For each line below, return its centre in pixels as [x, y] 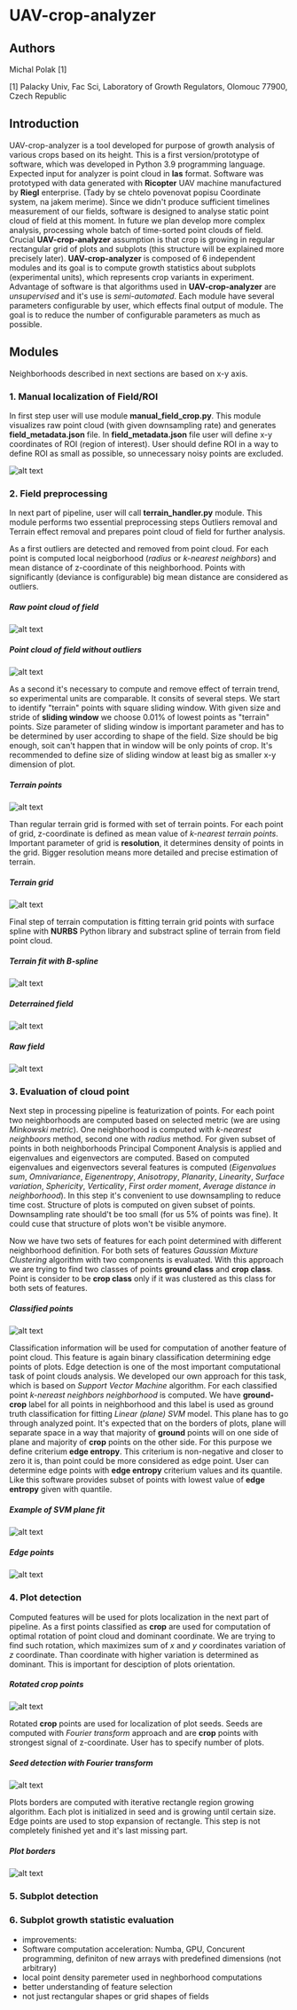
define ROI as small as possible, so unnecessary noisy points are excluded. [146, 453]
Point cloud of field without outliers [75, 649]
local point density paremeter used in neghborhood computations [142, 1977]
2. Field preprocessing [59, 493]
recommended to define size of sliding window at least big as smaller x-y [143, 755]
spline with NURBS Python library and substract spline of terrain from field [145, 931]
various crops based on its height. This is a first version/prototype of [134, 154]
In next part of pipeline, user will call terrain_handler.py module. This [136, 513]
